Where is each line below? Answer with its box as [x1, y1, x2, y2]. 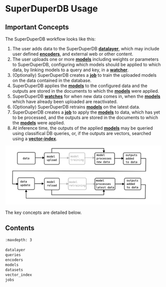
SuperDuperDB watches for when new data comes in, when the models [12, 93, 161, 99]
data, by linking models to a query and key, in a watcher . [12, 67, 129, 73]
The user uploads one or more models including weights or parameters [12, 56, 159, 62]
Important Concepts [5, 23, 69, 31]
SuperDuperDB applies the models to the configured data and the [12, 83, 148, 89]
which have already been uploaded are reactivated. [12, 99, 118, 105]
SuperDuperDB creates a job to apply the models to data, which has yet [12, 109, 161, 115]
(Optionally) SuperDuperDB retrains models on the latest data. [12, 104, 141, 110]
